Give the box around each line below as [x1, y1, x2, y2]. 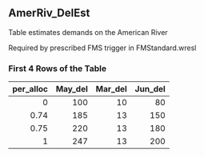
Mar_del [95, 84, 128, 95]
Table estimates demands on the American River [8, 27, 168, 37]
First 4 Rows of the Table [8, 63, 106, 74]
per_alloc [12, 84, 48, 95]
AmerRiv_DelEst [8, 6, 90, 20]
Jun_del [134, 84, 166, 95]
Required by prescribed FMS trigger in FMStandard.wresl [8, 43, 197, 53]
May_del [55, 84, 88, 95]
